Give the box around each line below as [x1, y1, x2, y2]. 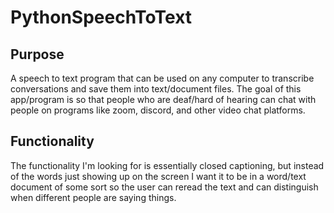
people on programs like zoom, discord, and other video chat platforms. [10, 104, 306, 116]
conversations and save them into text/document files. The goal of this [10, 83, 302, 95]
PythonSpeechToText [10, 6, 193, 29]
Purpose [10, 46, 65, 63]
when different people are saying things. [10, 191, 177, 203]
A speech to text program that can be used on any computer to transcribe [10, 72, 315, 84]
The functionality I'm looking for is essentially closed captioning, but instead [10, 159, 325, 171]
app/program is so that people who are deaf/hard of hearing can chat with [10, 94, 317, 105]
